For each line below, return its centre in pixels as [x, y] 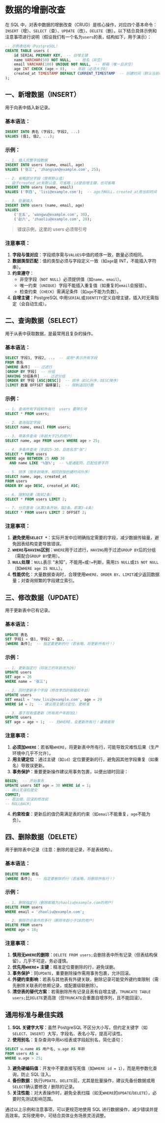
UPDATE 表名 [16, 635]
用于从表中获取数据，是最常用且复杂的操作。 [50, 333]
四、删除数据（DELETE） [43, 837]
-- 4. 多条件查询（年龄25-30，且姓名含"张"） [47, 450]
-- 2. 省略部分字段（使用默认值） [36, 178]
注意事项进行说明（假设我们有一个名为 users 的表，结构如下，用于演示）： [78, 37]
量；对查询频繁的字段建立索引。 [44, 581]
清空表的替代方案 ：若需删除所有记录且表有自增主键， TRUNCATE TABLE [82, 991]
